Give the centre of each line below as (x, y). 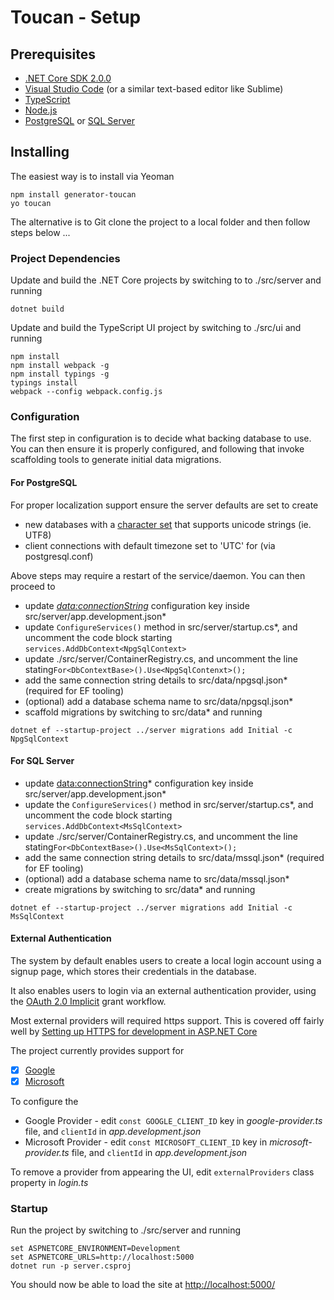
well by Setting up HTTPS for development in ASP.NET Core (134, 1032)
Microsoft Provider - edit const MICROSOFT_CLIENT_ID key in (146, 1142)
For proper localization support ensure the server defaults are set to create (164, 505)
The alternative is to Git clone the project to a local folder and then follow (160, 222)
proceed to (33, 586)
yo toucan (31, 203)
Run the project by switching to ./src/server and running (126, 1230)
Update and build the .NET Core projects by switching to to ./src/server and (166, 280)
